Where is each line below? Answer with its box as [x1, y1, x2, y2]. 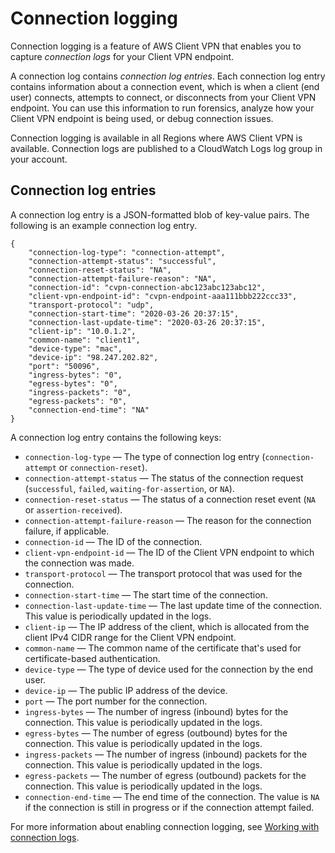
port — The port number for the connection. [24, 695, 208, 707]
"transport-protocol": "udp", [28, 300, 155, 310]
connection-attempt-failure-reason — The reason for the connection [24, 514, 312, 526]
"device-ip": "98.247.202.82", [28, 352, 159, 362]
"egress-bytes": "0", [28, 378, 118, 389]
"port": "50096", [28, 361, 101, 371]
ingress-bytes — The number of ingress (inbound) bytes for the [24, 705, 289, 717]
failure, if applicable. [24, 525, 110, 537]
